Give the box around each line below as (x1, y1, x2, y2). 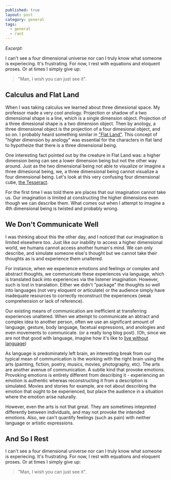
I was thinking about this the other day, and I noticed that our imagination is (5, 233, 163, 240)
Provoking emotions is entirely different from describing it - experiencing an (5, 372, 165, 378)
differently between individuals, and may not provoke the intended (5, 409, 144, 415)
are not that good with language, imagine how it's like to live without (5, 335, 149, 341)
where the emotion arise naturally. (5, 394, 77, 400)
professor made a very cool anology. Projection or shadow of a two (5, 109, 147, 115)
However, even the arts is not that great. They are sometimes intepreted (5, 403, 157, 410)
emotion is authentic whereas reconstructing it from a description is (5, 377, 148, 383)
